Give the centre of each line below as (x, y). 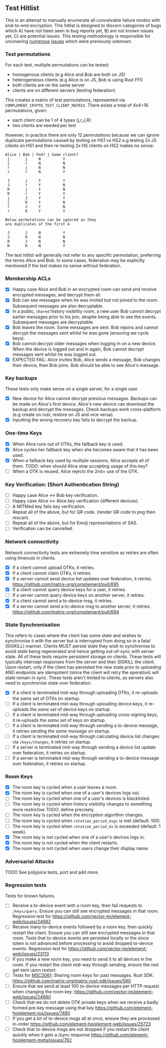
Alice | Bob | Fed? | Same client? (42, 155)
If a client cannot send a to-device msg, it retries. (62, 601)
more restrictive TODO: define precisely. (54, 810)
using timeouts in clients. (30, 558)
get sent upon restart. (34, 970)
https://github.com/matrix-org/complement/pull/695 (65, 584)
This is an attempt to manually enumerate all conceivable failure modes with (83, 20)
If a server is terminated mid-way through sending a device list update (84, 747)
